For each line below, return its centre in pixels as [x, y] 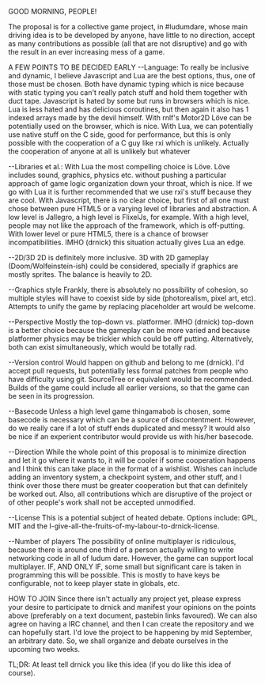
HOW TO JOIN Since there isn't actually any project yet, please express [125, 599]
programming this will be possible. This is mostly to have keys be [114, 575]
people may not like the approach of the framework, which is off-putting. [127, 225]
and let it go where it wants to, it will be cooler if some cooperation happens [132, 460]
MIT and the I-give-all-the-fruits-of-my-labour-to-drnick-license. [114, 526]
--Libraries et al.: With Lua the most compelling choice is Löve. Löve [119, 167]
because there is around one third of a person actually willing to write [121, 550]
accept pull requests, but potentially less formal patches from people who [129, 371]
